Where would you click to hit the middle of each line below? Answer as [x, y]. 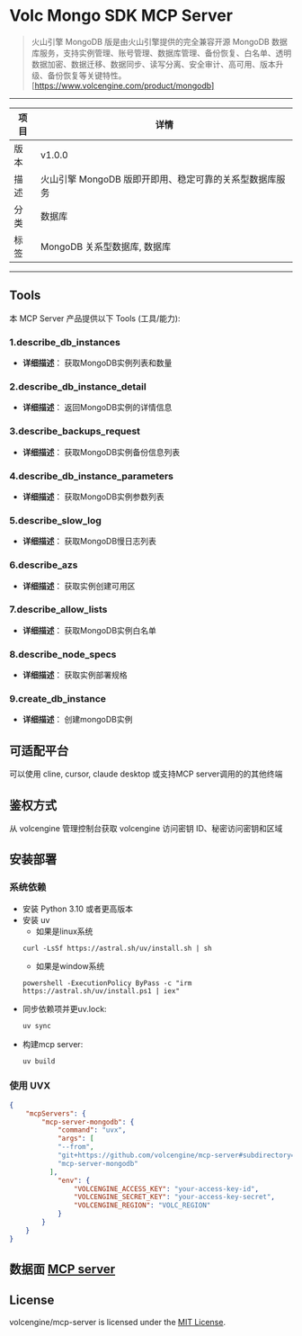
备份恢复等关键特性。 [87, 75]
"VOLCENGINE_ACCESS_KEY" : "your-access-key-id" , [166, 1188]
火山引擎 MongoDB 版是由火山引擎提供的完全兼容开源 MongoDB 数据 [159, 41]
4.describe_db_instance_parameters [91, 476]
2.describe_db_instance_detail [78, 386]
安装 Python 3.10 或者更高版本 [77, 909]
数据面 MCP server [62, 1269]
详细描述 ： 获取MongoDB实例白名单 [89, 630]
